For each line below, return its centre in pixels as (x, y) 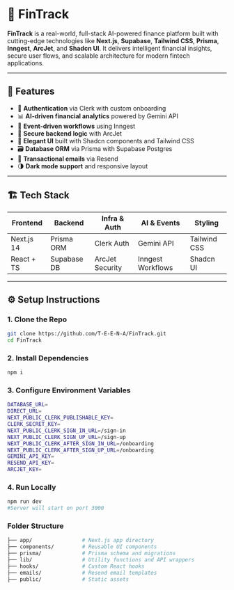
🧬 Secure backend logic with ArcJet (69, 133)
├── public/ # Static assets (68, 579)
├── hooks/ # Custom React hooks (76, 566)
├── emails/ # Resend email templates (82, 573)
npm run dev (24, 502)
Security (108, 267)
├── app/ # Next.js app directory (81, 541)
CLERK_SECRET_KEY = (34, 424)
